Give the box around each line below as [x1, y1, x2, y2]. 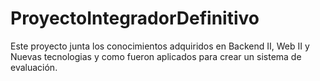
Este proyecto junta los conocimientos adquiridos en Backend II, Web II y [10, 40, 310, 52]
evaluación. [10, 61, 58, 73]
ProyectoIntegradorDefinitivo [10, 7, 260, 30]
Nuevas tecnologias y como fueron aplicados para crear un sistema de [10, 50, 302, 62]
